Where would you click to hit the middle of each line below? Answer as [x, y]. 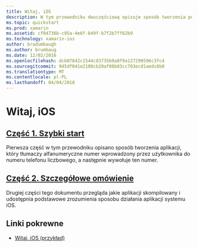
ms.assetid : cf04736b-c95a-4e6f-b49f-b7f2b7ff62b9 [70, 34]
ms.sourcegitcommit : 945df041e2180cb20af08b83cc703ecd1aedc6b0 [85, 66]
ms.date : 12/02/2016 [32, 55]
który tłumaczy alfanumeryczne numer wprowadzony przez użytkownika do [98, 154]
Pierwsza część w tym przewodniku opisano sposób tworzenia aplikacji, [94, 147]
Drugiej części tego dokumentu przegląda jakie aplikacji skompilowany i [93, 192]
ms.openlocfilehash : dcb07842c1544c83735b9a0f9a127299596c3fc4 [85, 61]
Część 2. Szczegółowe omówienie [70, 178]
